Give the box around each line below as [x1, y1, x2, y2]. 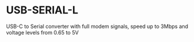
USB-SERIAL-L [6, 3, 78, 17]
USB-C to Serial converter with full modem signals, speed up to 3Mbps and [6, 23, 189, 30]
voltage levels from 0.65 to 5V [6, 29, 79, 36]
